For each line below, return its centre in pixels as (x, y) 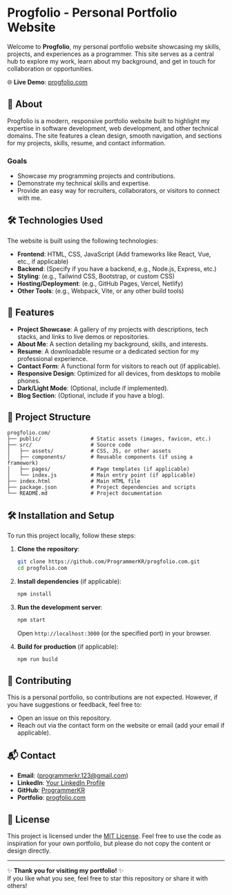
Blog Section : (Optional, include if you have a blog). (91, 395)
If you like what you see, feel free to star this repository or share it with (108, 878)
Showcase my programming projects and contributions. (96, 176)
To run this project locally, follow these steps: (71, 536)
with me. (29, 198)
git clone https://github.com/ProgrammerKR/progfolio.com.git (108, 562)
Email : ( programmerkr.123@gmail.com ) (73, 775)
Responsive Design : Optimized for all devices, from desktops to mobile (119, 373)
